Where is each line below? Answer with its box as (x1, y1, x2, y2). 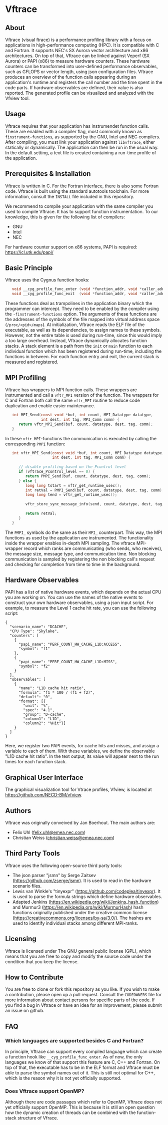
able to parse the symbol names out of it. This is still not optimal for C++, (5, 1070, 155, 1076)
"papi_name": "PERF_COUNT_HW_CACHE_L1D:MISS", (18, 660, 117, 665)
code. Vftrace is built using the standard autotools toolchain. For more (5, 188, 149, 194)
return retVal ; (25, 511, 57, 516)
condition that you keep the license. (5, 958, 79, 965)
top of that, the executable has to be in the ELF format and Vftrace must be (5, 1064, 159, 1070)
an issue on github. (5, 1008, 44, 1014)
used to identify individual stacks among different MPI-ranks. (12, 920, 138, 926)
